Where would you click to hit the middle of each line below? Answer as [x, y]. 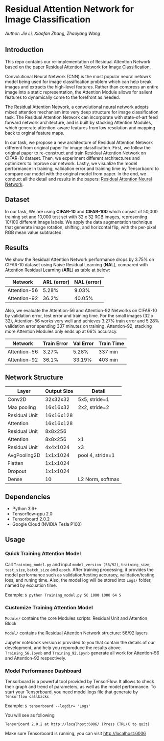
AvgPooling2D [24, 456]
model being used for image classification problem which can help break [78, 82]
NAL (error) [88, 282]
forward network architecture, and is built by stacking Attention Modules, [79, 122]
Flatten [15, 463]
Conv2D [17, 399]
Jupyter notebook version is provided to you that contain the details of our [80, 643]
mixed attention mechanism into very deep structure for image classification [82, 112]
